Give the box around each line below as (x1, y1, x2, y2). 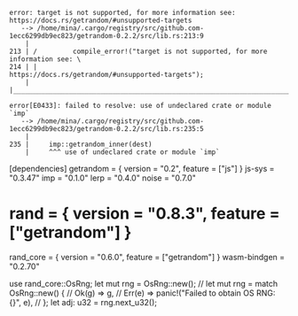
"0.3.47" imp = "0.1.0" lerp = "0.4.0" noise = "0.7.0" (9, 173, 197, 183)
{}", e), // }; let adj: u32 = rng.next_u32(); (9, 297, 158, 307)
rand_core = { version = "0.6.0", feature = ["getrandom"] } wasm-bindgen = (9, 251, 286, 262)
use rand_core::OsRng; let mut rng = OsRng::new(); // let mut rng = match (9, 278, 278, 289)
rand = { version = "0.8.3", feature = (9, 204, 280, 224)
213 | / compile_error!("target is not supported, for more (9, 47, 268, 56)
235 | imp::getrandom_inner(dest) (9, 140, 153, 149)
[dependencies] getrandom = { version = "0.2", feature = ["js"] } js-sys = (9, 164, 275, 173)
